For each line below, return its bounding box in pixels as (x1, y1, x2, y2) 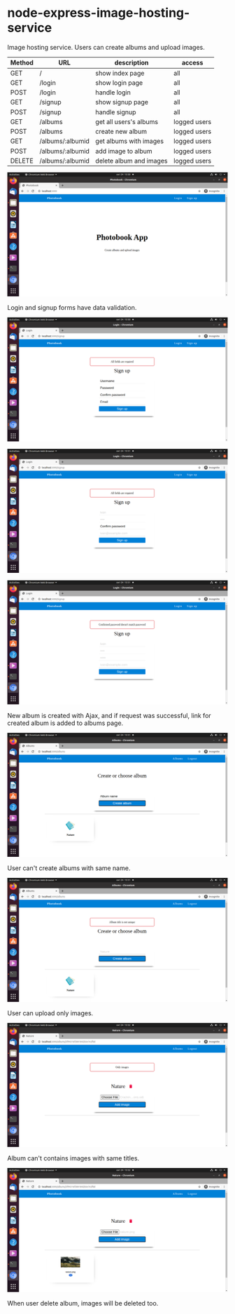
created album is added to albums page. (7, 719, 124, 727)
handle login (95, 88, 131, 97)
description (114, 58, 149, 67)
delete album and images (95, 156, 168, 165)
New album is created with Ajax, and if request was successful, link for (7, 712, 211, 720)
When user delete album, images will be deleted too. (7, 1299, 159, 1308)
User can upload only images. (7, 1009, 94, 1017)
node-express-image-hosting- (7, 5, 190, 21)
